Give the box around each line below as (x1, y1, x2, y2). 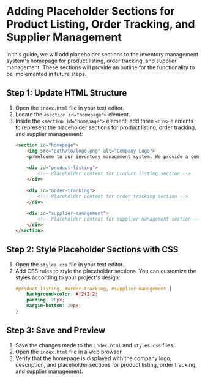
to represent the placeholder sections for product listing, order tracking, (15, 124, 197, 131)
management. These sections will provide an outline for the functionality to (6, 63, 195, 71)
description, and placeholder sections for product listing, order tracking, (15, 361, 197, 368)
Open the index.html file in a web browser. (15, 348, 124, 355)
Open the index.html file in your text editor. (15, 104, 124, 111)
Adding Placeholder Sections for (6, 4, 175, 18)
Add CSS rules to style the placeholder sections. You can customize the (15, 267, 197, 274)
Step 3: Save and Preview (6, 325, 106, 336)
